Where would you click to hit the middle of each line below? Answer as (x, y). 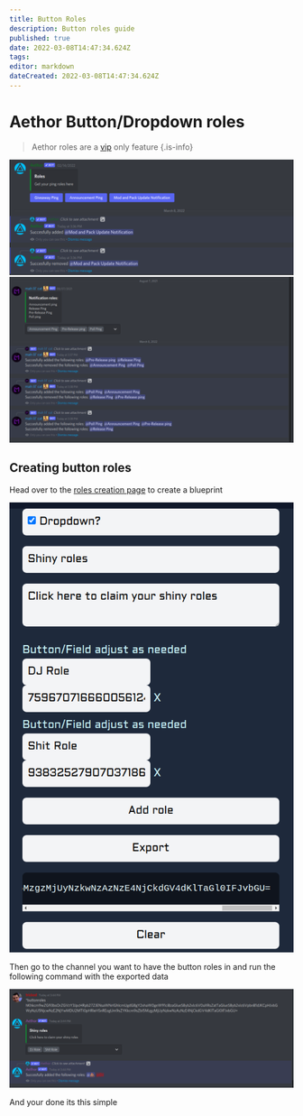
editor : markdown (42, 67)
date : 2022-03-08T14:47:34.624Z (70, 48)
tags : (19, 57)
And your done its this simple (64, 1102)
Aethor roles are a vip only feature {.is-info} (112, 147)
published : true (40, 38)
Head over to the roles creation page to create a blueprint (116, 489)
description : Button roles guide (72, 28)
